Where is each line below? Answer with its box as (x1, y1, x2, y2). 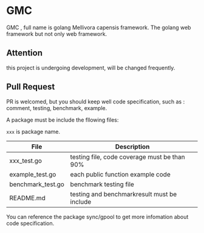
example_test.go (9, 170, 56, 178)
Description (115, 142, 150, 151)
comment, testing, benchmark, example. (6, 104, 107, 111)
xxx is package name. (6, 128, 61, 135)
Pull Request (6, 82, 55, 92)
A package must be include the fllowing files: (6, 116, 119, 123)
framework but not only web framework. (6, 30, 107, 37)
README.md (9, 193, 46, 202)
